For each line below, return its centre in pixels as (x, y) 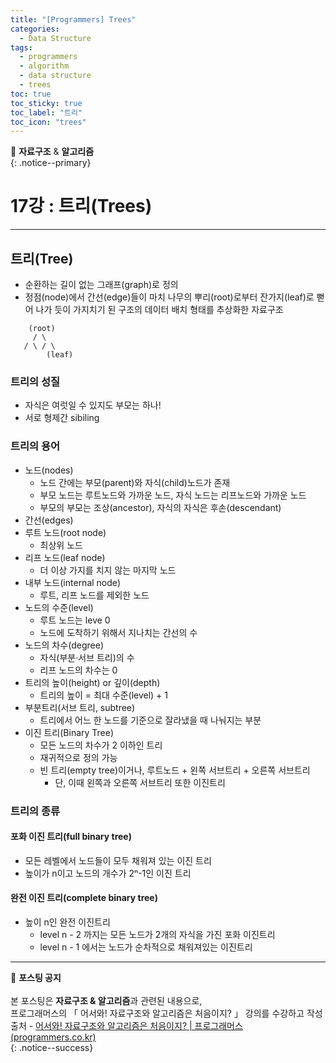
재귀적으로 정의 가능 (78, 757)
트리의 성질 (35, 381)
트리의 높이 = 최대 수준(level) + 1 (103, 695)
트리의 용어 (35, 446)
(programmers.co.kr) (53, 1037)
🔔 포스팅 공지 (36, 977)
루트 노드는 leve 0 (75, 620)
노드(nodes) (49, 470)
